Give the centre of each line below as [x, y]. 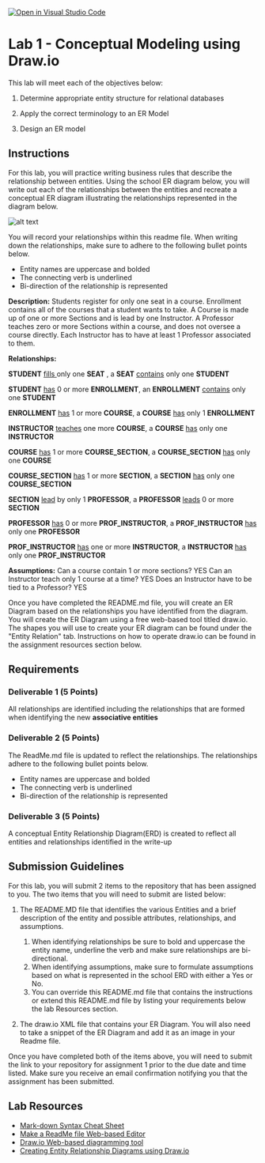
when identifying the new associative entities [83, 717]
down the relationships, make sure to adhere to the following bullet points [128, 245]
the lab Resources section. [75, 1009]
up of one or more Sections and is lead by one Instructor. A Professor [121, 318]
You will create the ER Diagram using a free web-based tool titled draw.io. [128, 619]
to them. [22, 343]
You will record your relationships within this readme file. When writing [123, 236]
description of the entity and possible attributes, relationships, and [128, 918]
